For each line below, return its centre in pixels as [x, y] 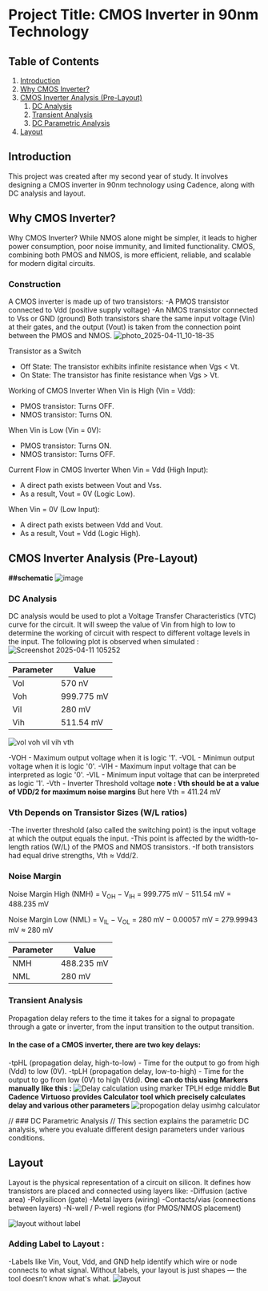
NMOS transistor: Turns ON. [66, 414]
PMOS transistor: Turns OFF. [67, 405]
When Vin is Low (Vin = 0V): [55, 430]
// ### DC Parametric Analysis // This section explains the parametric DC [129, 1120]
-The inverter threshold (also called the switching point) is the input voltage [132, 830]
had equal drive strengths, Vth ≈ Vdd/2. [73, 856]
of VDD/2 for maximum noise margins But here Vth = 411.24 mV [115, 792]
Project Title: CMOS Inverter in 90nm [133, 15]
